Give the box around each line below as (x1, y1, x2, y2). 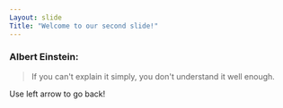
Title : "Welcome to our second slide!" (9, 21, 159, 30)
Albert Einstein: (9, 51, 79, 63)
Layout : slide (9, 12, 63, 22)
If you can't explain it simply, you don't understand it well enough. (31, 71, 276, 81)
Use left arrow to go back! (9, 88, 106, 99)
